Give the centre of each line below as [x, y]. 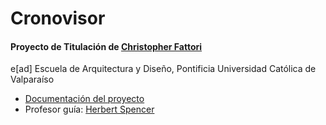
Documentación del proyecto [84, 99]
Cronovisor [58, 18]
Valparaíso [32, 79]
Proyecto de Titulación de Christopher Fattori [106, 46]
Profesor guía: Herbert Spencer [89, 109]
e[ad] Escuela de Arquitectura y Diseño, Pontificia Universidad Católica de [163, 69]
